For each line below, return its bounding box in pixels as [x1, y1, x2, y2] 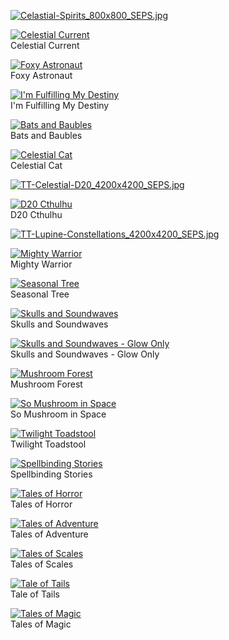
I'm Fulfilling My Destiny [10, 100, 110, 111]
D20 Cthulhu [10, 209, 63, 220]
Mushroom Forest [10, 378, 83, 390]
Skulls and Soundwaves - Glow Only [10, 348, 160, 360]
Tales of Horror [10, 498, 73, 510]
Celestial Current [10, 40, 80, 51]
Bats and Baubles [10, 130, 83, 141]
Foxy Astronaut [10, 70, 73, 81]
